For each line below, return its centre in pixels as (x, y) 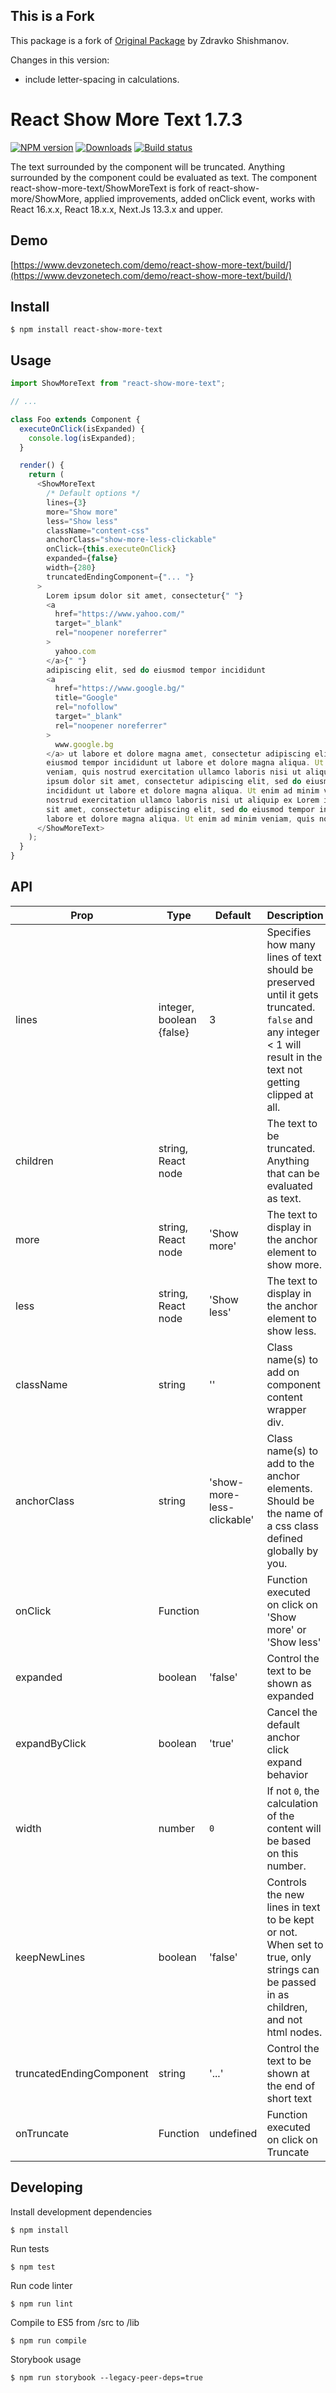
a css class (292, 1526)
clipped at (290, 1094)
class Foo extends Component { (75, 419)
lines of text (294, 957)
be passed (291, 1982)
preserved (291, 982)
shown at (288, 2073)
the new (285, 1894)
